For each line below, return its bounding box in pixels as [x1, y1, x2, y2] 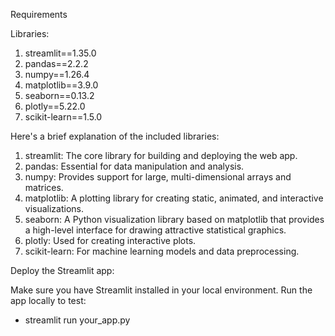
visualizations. [24, 203, 85, 214]
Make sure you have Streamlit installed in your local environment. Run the [10, 284, 313, 296]
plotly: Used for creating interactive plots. [24, 235, 197, 246]
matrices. [24, 182, 64, 193]
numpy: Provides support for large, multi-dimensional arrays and [24, 171, 292, 183]
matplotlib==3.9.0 [24, 79, 99, 91]
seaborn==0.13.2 [24, 90, 95, 101]
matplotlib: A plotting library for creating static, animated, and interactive [24, 192, 324, 204]
